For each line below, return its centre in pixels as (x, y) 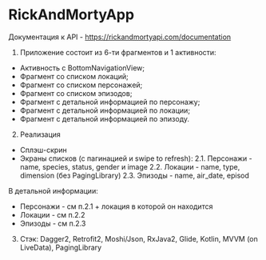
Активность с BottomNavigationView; (82, 68)
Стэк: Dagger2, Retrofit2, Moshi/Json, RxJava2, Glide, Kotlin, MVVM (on (139, 238)
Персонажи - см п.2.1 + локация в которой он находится (116, 206)
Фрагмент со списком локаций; (74, 76)
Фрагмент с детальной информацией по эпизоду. (105, 118)
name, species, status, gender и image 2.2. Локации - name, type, (130, 166)
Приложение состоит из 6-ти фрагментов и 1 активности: (118, 52)
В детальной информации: (53, 190)
